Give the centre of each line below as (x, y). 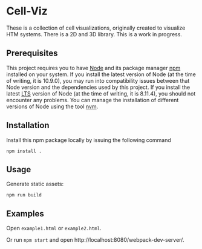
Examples (25, 214)
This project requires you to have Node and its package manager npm (93, 68)
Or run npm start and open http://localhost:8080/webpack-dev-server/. (95, 240)
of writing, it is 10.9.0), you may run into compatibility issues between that (98, 80)
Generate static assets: (35, 184)
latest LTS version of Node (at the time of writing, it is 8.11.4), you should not (101, 93)
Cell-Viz (27, 11)
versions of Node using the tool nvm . (52, 106)
